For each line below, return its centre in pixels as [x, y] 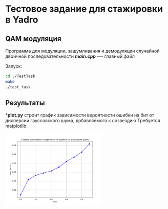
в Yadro [22, 20]
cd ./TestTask [20, 76]
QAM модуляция [33, 39]
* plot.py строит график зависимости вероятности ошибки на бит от [80, 115]
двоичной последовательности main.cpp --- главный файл [70, 56]
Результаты [25, 103]
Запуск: [14, 66]
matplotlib [16, 126]
